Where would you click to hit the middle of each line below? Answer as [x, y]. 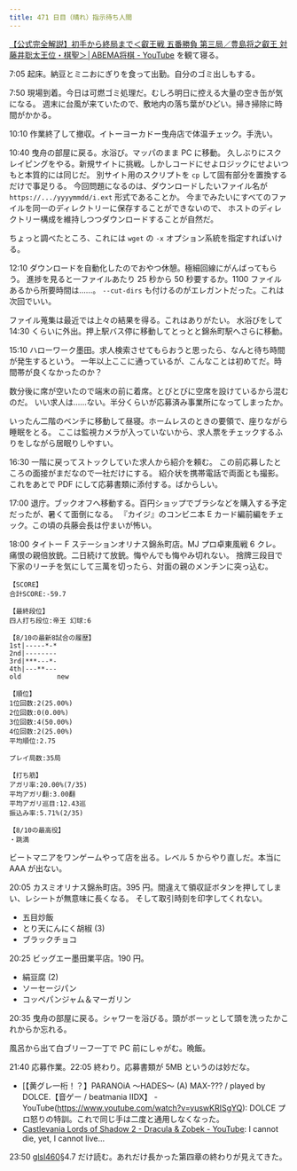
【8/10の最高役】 [37, 830]
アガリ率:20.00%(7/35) [48, 785]
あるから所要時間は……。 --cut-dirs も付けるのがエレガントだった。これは [147, 290]
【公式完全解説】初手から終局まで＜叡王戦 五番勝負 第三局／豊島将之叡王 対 [148, 43]
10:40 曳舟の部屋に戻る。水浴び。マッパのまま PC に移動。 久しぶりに [138, 153]
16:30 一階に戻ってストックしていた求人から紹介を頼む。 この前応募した [141, 461]
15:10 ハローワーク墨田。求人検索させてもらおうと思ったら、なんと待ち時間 [147, 350]
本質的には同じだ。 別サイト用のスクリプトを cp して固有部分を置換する [156, 175]
